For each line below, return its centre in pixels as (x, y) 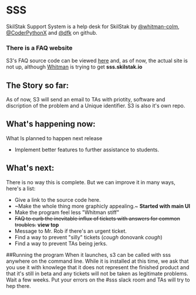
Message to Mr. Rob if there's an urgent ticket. (71, 231)
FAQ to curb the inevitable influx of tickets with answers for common (97, 218)
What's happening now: (51, 124)
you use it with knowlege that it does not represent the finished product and (98, 267)
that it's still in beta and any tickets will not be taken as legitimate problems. (97, 273)
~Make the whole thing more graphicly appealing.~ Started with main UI (102, 206)
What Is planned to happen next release (54, 138)
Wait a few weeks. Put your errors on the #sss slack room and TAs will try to (98, 280)
